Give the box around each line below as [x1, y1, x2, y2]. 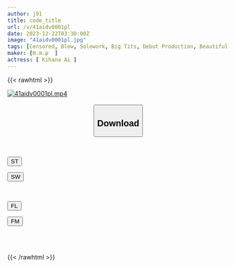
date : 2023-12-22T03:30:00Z [7, 30, 90, 37]
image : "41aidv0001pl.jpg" [7, 37, 87, 44]
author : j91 [7, 10, 42, 18]
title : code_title [7, 17, 61, 24]
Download [97, 118, 139, 128]
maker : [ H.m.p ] [7, 50, 58, 57]
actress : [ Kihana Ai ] [7, 56, 77, 63]
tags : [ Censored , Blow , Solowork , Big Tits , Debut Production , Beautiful [7, 43, 229, 50]
